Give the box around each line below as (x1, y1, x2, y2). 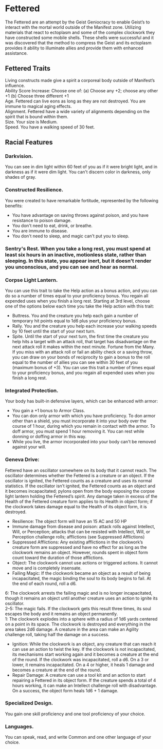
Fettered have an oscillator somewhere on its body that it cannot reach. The (5, 467, 157, 473)
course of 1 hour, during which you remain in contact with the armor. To (12, 423, 156, 429)
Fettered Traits (5, 64, 51, 73)
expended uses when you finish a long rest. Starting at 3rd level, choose (5, 298, 150, 304)
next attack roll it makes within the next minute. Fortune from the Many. (12, 344, 155, 350)
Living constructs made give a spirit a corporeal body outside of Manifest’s (5, 77, 155, 83)
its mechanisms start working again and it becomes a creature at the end (12, 651, 159, 657)
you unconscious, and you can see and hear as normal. (5, 263, 138, 270)
